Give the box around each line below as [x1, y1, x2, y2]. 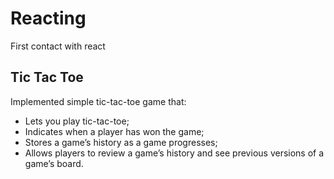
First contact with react [10, 40, 106, 52]
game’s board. [24, 157, 84, 169]
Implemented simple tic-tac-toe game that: [10, 95, 187, 107]
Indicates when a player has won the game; [24, 125, 205, 137]
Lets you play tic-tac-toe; [24, 115, 130, 127]
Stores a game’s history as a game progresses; [24, 136, 218, 148]
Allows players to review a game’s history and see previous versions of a [24, 147, 325, 159]
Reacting [10, 7, 87, 30]
